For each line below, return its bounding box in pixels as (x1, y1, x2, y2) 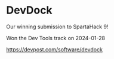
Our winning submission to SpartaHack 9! (6, 23, 109, 30)
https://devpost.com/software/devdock (6, 45, 103, 53)
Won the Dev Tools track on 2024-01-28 (6, 34, 106, 41)
